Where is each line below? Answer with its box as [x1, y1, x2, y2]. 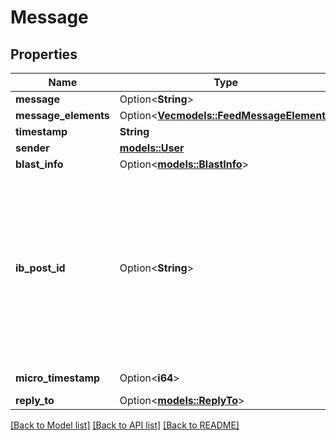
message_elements [15, 109, 110, 122]
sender [15, 141, 50, 155]
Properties [10, 46, 78, 63]
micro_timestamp [15, 371, 101, 385]
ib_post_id [15, 261, 66, 275]
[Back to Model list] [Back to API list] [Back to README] [10, 419, 240, 431]
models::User [119, 141, 185, 155]
